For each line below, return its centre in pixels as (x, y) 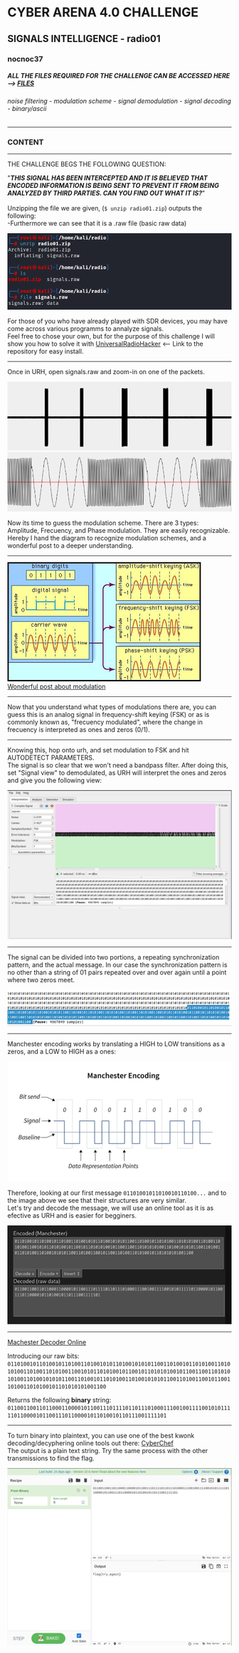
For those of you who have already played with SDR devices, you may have (117, 321)
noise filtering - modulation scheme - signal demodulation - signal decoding (119, 101)
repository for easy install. (46, 351)
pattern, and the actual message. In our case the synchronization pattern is (117, 964)
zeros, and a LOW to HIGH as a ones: (62, 1051)
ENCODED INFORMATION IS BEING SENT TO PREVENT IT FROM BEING (113, 186)
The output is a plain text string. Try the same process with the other (108, 1451)
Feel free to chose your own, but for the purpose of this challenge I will (111, 336)
